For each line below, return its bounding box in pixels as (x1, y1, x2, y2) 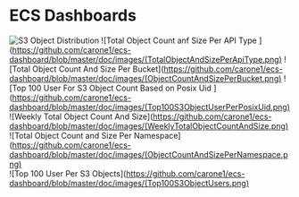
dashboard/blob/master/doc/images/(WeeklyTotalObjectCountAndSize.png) (9, 120, 288, 131)
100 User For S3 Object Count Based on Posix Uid (28, 82, 212, 93)
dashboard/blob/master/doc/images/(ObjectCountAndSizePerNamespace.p (9, 149, 288, 159)
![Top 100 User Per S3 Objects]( (9, 167, 127, 179)
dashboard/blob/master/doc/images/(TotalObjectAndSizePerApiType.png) (9, 54, 283, 64)
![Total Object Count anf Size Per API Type (101, 35, 257, 46)
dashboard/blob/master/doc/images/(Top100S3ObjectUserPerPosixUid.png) (9, 101, 290, 112)
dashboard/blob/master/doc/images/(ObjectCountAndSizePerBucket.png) (9, 73, 282, 83)
